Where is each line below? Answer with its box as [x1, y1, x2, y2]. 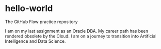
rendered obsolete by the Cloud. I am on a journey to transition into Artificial [5, 33, 157, 39]
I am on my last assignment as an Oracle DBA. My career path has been [5, 28, 149, 34]
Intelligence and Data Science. [5, 38, 66, 44]
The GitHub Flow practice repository [5, 19, 78, 24]
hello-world [5, 3, 53, 14]
